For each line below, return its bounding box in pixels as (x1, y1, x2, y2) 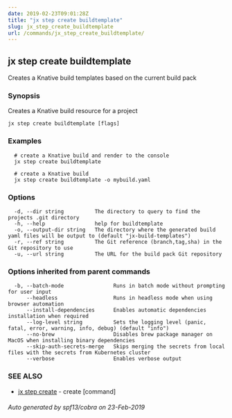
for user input (8, 289, 52, 296)
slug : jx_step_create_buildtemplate (8, 23, 114, 30)
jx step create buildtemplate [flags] (8, 120, 120, 127)
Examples (8, 136, 42, 146)
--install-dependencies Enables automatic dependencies (26, 307, 207, 314)
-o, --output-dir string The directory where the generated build (14, 226, 216, 233)
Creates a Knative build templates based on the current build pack (8, 74, 197, 82)
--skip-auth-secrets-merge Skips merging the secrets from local (26, 343, 226, 351)
